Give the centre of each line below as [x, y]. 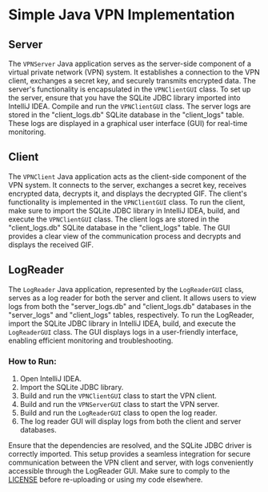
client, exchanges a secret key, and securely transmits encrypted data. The [132, 81]
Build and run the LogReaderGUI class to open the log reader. [118, 413]
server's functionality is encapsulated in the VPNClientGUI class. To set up [130, 89]
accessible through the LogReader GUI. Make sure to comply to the [119, 470]
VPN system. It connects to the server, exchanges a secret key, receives [127, 185]
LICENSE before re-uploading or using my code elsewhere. [106, 479]
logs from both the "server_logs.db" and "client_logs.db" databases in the [130, 306]
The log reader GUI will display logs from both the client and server [130, 421]
